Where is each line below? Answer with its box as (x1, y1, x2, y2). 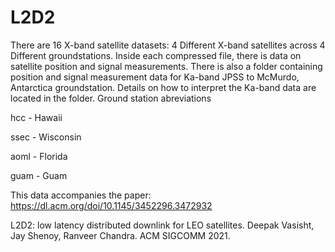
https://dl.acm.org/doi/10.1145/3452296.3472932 (10, 199, 213, 211)
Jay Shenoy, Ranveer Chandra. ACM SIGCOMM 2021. (10, 229, 231, 241)
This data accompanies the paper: (10, 189, 152, 201)
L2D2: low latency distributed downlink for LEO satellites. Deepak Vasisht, (10, 219, 315, 231)
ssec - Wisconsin (10, 131, 82, 143)
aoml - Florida (10, 150, 68, 162)
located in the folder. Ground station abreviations (10, 92, 212, 104)
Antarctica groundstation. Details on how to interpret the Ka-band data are (10, 81, 317, 93)
